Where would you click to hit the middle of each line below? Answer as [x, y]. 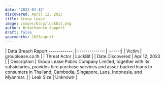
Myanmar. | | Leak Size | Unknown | [41, 77]
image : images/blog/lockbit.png [38, 23]
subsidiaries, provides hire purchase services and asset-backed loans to [79, 66]
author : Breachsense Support [35, 28]
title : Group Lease [25, 19]
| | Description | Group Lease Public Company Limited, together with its [77, 61]
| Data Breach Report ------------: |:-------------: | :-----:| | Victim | [73, 51]
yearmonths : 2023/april [30, 37]
